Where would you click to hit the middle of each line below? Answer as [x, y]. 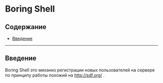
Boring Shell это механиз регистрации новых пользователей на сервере [80, 70]
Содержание [26, 27]
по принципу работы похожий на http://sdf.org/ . [55, 75]
